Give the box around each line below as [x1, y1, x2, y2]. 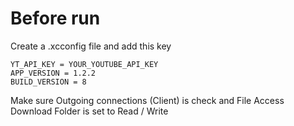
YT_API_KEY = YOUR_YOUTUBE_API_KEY [10, 59, 159, 69]
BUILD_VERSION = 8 [10, 77, 87, 87]
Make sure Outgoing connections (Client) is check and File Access [10, 94, 285, 106]
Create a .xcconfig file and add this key [10, 40, 172, 52]
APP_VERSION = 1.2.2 [10, 68, 97, 78]
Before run [10, 7, 101, 30]
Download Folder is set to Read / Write [10, 105, 169, 117]
